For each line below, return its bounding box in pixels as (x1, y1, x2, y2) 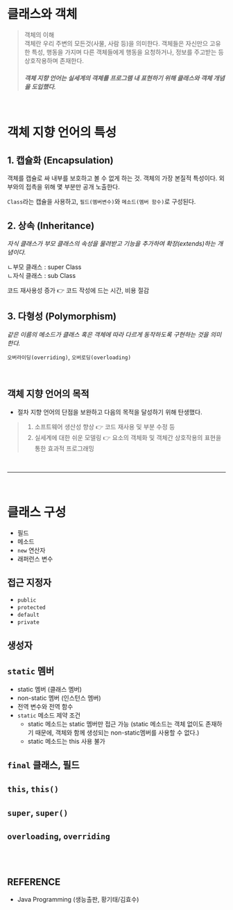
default (17, 611, 40, 619)
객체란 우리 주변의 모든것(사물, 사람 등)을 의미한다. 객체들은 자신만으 (24, 39, 209, 47)
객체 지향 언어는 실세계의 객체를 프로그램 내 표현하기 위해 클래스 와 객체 (24, 73, 213, 82)
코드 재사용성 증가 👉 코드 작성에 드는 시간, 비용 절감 (7, 286, 150, 295)
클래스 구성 (7, 504, 67, 520)
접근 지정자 (7, 577, 52, 588)
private (17, 619, 40, 626)
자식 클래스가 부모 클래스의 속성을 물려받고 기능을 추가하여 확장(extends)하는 (7, 239, 216, 247)
